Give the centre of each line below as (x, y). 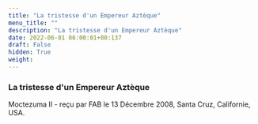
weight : (21, 60)
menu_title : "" (33, 23)
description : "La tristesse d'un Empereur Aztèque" (95, 30)
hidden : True (30, 52)
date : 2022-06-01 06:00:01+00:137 (65, 38)
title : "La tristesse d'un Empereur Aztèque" (84, 15)
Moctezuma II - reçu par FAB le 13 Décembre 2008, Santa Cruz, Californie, (129, 104)
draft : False (30, 45)
